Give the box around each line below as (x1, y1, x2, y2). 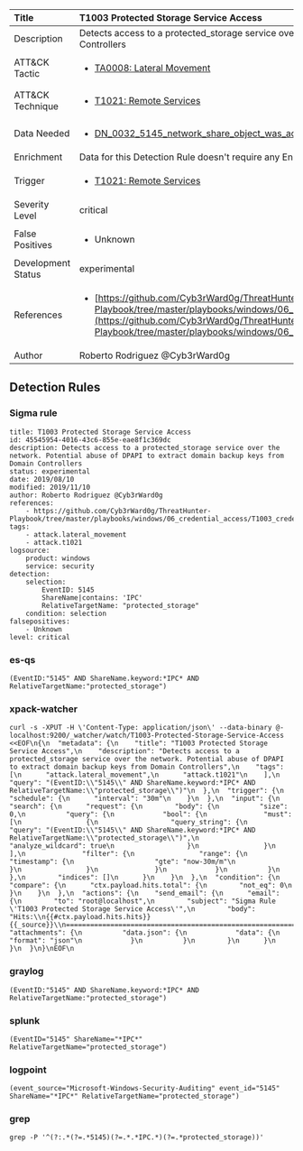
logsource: (9, 546, 50, 555)
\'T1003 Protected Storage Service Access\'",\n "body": (9, 905, 256, 914)
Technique (14, 100, 59, 112)
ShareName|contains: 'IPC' (41, 593, 143, 603)
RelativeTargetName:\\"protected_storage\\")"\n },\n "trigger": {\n (9, 787, 284, 796)
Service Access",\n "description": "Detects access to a (9, 747, 241, 756)
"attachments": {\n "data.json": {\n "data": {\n (9, 928, 280, 937)
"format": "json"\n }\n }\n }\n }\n (9, 936, 277, 945)
